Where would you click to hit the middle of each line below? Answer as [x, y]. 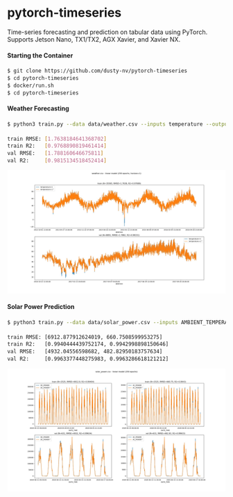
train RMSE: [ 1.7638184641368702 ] [57, 139]
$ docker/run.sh [31, 85]
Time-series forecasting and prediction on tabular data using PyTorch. [107, 32]
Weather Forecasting [38, 108]
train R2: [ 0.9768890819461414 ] [57, 146]
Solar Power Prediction [41, 307]
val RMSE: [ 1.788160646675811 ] [55, 153]
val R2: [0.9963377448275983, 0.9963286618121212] [88, 359]
